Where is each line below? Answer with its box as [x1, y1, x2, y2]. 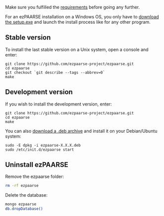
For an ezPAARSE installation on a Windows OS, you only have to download [5, 14, 159, 19]
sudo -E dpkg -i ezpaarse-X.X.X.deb [5, 143, 81, 148]
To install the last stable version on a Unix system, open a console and [5, 47, 149, 53]
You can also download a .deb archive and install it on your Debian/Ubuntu [5, 128, 158, 134]
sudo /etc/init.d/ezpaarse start [5, 147, 74, 152]
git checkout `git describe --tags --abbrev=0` [5, 70, 106, 75]
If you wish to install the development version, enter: [5, 101, 112, 107]
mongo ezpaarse [5, 202, 37, 207]
